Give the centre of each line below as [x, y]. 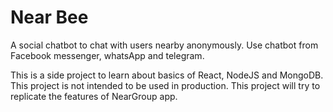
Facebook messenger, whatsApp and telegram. [107, 55]
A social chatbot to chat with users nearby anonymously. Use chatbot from [164, 45]
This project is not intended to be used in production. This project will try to [165, 85]
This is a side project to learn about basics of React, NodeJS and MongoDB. [167, 75]
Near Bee [49, 17]
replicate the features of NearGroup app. [94, 96]
